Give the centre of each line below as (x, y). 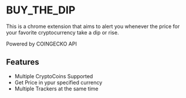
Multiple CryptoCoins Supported (54, 76)
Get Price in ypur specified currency (58, 82)
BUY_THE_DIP (41, 10)
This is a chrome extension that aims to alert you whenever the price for (93, 26)
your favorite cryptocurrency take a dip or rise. (62, 32)
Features (23, 62)
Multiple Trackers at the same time (56, 89)
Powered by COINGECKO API (42, 44)
